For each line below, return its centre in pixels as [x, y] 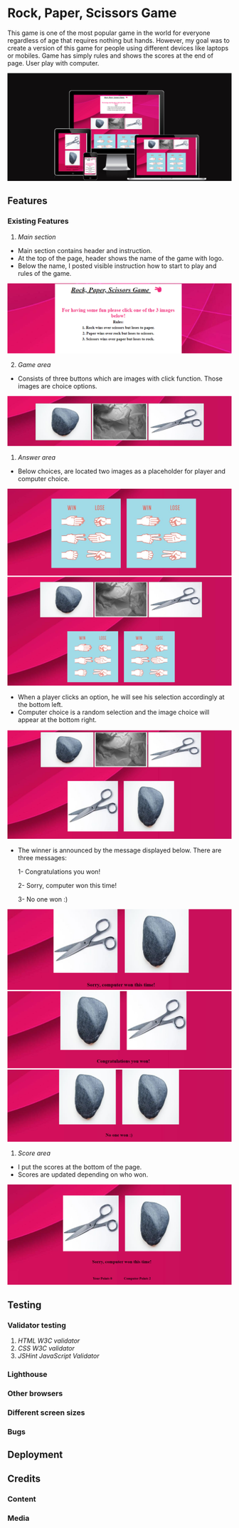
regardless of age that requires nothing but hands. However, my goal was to [118, 40]
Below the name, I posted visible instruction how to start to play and [117, 266]
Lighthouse [27, 1374]
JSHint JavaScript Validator [58, 1356]
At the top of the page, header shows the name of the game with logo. [121, 258]
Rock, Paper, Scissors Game [92, 13]
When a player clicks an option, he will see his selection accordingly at [121, 697]
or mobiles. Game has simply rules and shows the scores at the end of [110, 56]
